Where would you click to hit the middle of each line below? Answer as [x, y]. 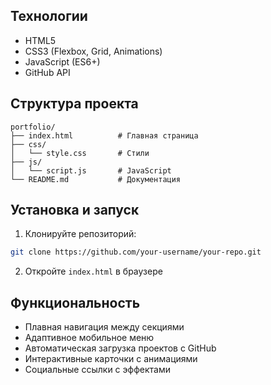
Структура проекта [74, 104]
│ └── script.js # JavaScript [91, 170]
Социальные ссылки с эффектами [97, 370]
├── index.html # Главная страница [104, 135]
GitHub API [47, 72]
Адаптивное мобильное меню [89, 338]
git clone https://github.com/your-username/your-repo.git [136, 252]
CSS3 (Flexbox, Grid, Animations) [93, 51]
